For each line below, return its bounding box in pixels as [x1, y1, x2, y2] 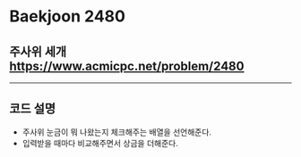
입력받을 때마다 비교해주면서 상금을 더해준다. [21, 137, 179, 148]
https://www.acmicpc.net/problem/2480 [9, 58, 245, 73]
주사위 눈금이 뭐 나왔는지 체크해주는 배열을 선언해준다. [21, 127, 212, 137]
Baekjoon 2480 [9, 6, 125, 27]
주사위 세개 [9, 44, 67, 59]
